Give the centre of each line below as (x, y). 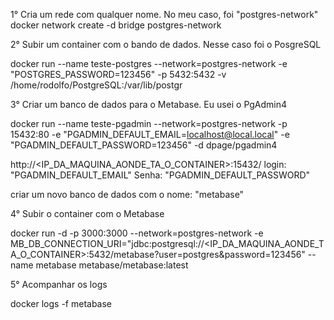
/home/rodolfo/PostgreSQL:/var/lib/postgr (96, 85)
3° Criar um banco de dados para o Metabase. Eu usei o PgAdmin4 (149, 104)
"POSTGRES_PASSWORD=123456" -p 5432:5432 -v (118, 74)
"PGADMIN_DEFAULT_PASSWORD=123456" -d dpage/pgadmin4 (144, 145)
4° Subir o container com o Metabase (87, 213)
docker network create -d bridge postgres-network (116, 25)
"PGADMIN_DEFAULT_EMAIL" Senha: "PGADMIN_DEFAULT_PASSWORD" (160, 175)
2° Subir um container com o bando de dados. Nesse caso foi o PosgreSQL (166, 44)
